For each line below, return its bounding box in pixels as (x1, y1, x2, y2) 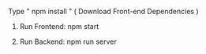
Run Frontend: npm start (19, 22, 99, 31)
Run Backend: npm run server (19, 37, 117, 46)
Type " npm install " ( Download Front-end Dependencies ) (8, 7, 199, 16)
